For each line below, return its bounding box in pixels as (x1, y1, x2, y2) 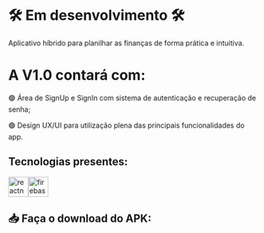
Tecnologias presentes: (8, 155, 128, 168)
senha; (8, 105, 31, 114)
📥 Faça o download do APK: (8, 212, 152, 226)
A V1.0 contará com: (8, 66, 146, 85)
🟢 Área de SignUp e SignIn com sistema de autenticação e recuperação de (8, 93, 257, 102)
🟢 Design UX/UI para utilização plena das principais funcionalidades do (8, 120, 245, 130)
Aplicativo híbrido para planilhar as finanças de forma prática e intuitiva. (8, 38, 245, 48)
